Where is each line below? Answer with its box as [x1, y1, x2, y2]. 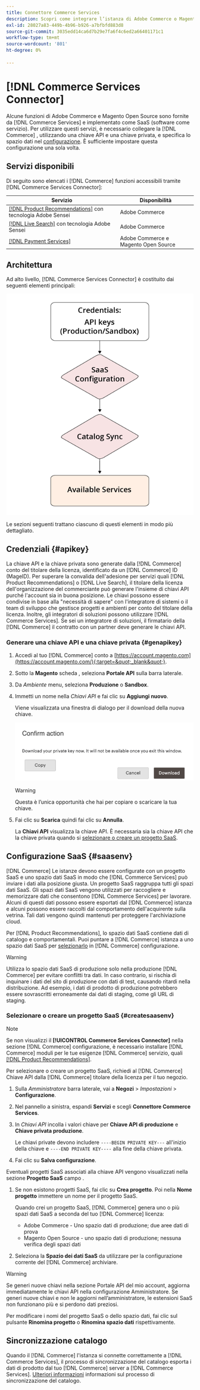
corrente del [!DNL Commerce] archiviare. [14, 1258, 118, 1265]
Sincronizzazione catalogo [6, 1336, 108, 1346]
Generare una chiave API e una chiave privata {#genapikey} [6, 638, 183, 646]
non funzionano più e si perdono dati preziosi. [6, 1301, 119, 1308]
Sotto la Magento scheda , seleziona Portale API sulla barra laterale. [14, 669, 183, 676]
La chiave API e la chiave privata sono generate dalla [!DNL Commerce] [6, 560, 182, 567]
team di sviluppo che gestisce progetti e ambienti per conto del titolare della [6, 604, 193, 611]
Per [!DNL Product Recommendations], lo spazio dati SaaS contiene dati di [6, 929, 189, 937]
